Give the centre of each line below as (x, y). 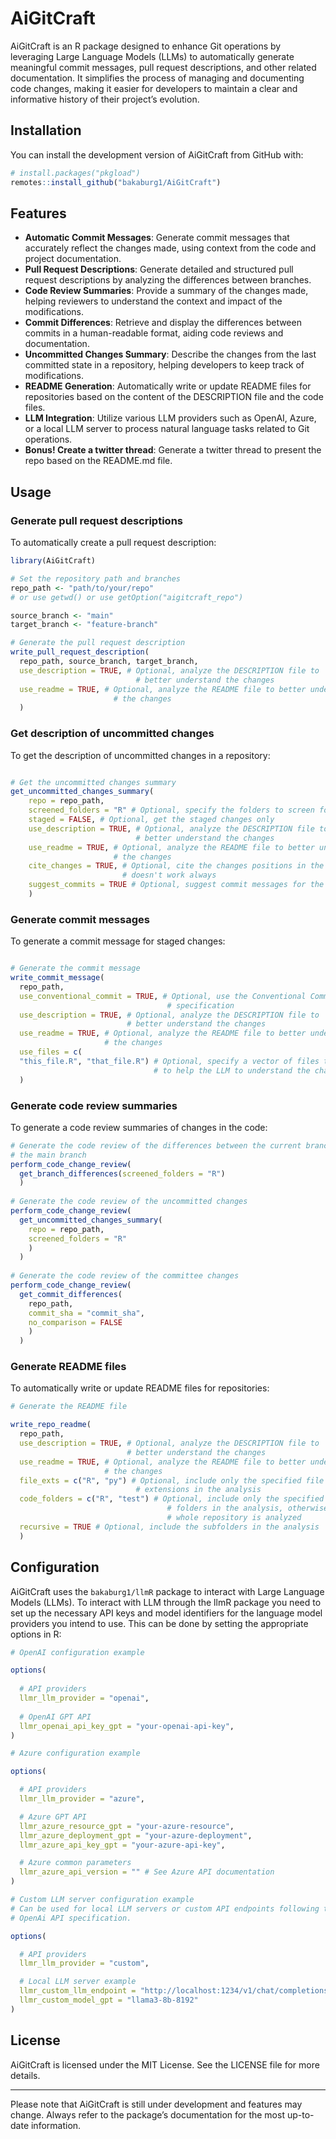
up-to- (300, 2114)
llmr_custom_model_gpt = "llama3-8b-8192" (109, 2000)
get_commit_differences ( (71, 1294)
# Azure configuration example (75, 1753)
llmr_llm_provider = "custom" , (84, 1963)
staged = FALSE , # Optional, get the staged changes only (151, 820)
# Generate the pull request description (98, 643)
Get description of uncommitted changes (112, 734)
